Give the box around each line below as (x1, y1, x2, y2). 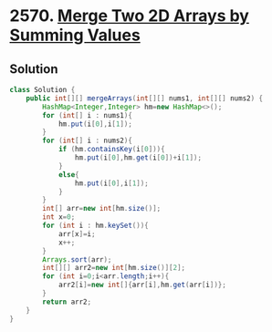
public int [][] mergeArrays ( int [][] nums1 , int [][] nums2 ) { (26, 93, 263, 103)
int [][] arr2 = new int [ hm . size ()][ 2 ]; (42, 264, 185, 273)
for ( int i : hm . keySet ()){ (42, 221, 149, 230)
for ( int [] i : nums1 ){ (42, 110, 132, 119)
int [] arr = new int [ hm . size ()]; (42, 204, 162, 213)
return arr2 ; (42, 297, 92, 306)
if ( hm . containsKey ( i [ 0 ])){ (58, 145, 166, 154)
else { (58, 170, 79, 179)
